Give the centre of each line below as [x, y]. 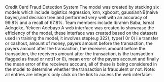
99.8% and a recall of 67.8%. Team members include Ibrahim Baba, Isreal [80, 22]
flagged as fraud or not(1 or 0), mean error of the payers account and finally [82, 59]
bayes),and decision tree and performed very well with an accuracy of [76, 17]
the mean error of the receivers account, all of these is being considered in [81, 64]
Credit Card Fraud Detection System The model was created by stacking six [82, 7]
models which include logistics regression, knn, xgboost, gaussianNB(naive [82, 12]
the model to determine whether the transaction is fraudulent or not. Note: [80, 69]
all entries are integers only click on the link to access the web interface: [79, 74]
